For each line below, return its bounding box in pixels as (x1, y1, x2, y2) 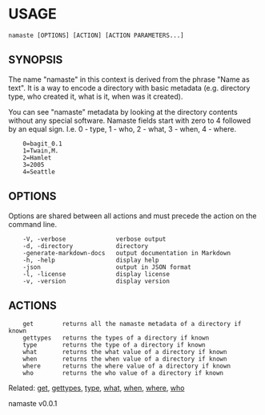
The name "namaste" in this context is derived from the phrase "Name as (8, 74, 250, 84)
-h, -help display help (22, 256, 159, 264)
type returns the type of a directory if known (22, 341, 206, 349)
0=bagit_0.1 (22, 140, 62, 148)
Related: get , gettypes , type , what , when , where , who (8, 383, 185, 393)
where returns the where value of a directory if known (22, 362, 231, 370)
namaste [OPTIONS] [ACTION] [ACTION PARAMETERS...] (8, 31, 184, 39)
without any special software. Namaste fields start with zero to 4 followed (8, 116, 251, 125)
